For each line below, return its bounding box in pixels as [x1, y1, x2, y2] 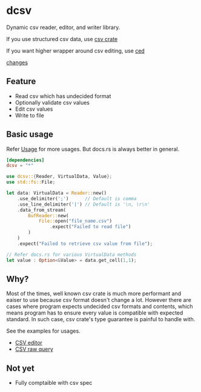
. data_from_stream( [17, 207, 67, 213]
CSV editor [15, 339, 42, 347]
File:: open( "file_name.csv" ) [38, 218, 113, 224]
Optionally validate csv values [15, 99, 90, 106]
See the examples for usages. [6, 327, 81, 335]
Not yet [6, 363, 35, 373]
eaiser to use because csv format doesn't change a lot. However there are [6, 296, 192, 304]
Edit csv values [15, 105, 53, 113]
